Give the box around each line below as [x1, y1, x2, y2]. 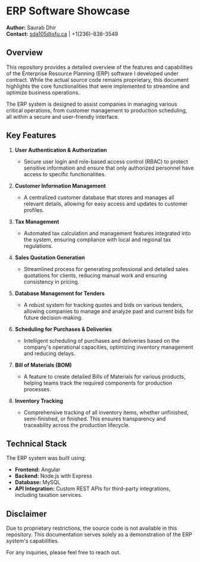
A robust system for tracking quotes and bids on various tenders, [23, 301, 183, 308]
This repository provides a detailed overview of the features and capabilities [6, 63, 193, 70]
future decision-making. [23, 314, 83, 321]
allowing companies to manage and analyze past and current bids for [23, 308, 193, 315]
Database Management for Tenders [14, 290, 105, 297]
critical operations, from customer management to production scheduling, [6, 106, 187, 114]
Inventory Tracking [14, 397, 64, 404]
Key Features [6, 130, 57, 141]
